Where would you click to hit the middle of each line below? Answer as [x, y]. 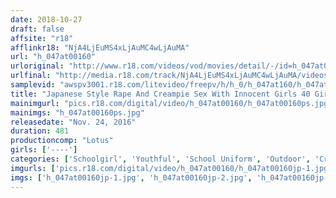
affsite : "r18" [42, 38]
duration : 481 [40, 131]
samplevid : [33, 85]
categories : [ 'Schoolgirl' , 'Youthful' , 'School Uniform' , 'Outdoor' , [160, 159]
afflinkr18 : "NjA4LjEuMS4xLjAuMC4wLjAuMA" [100, 47]
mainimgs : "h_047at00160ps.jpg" [77, 112]
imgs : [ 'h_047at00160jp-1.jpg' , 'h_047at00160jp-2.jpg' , [131, 177]
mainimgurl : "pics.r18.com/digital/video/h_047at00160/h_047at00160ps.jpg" [171, 103]
